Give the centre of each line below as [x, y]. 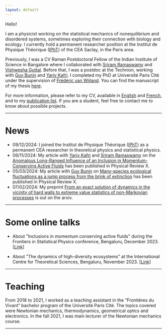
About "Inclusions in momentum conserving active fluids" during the [82, 236]
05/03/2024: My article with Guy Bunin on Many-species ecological [82, 171]
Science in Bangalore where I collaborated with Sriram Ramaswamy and [79, 64]
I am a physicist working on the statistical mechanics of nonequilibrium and [82, 33]
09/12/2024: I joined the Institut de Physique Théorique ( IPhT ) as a [81, 145]
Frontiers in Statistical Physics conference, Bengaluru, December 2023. [85, 241]
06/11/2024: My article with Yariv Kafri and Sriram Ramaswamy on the [84, 155]
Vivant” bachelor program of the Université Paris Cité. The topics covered [81, 306]
